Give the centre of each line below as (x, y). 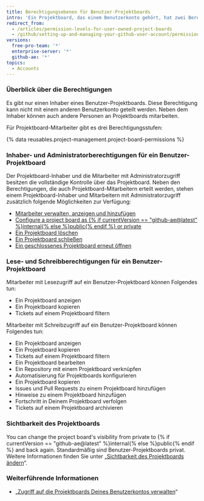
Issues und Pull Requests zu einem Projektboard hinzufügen (90, 389)
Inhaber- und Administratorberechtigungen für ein (82, 155)
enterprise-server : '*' (42, 52)
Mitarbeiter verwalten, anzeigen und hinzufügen (75, 213)
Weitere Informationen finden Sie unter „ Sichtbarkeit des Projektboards (95, 456)
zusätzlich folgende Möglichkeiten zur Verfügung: (69, 202)
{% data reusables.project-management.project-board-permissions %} (95, 139)
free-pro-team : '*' (36, 46)
